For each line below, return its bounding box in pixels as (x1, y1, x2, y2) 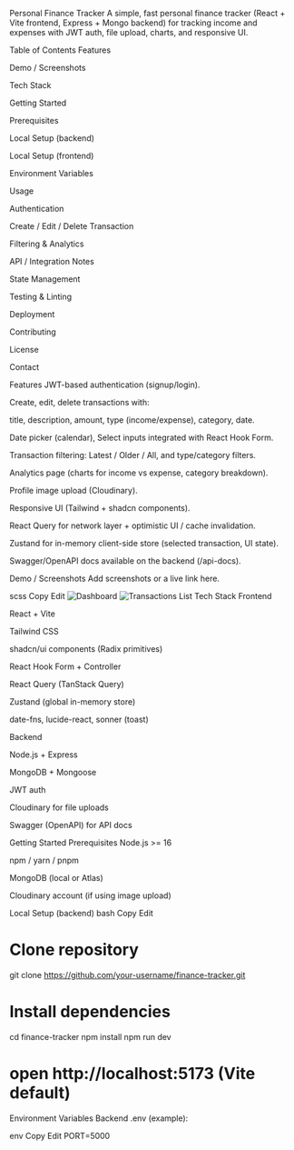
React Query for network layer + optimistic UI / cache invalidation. (9, 520, 256, 531)
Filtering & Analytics (9, 238, 84, 249)
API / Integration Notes (9, 256, 95, 266)
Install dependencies (9, 1002, 171, 1022)
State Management (9, 274, 81, 285)
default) (9, 1083, 71, 1104)
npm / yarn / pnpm (9, 855, 80, 865)
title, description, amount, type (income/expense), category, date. (9, 415, 256, 425)
